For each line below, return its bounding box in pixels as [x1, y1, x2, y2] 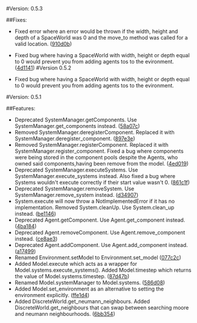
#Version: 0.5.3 [6, 5, 43, 12]
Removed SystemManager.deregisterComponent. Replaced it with [14, 129, 175, 136]
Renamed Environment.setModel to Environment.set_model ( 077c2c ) [14, 254, 181, 261]
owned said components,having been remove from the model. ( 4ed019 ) [14, 160, 189, 167]
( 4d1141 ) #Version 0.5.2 [14, 64, 72, 71]
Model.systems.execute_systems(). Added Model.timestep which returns [14, 266, 192, 273]
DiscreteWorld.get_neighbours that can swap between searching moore [14, 304, 189, 311]
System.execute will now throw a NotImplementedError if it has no [14, 197, 175, 205]
